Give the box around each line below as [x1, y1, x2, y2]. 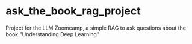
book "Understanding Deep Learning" [5, 30, 100, 37]
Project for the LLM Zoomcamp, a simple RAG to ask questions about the [5, 24, 186, 31]
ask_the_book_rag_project [5, 4, 141, 18]
